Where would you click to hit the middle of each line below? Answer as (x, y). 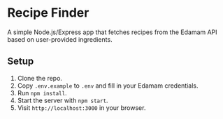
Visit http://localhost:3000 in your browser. (81, 108)
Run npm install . (42, 93)
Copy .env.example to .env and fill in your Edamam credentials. (108, 86)
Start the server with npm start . (63, 100)
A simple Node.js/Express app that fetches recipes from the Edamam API (113, 32)
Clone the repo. (40, 78)
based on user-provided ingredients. (60, 39)
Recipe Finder (48, 13)
